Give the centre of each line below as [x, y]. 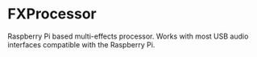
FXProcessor [52, 14]
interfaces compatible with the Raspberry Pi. [81, 44]
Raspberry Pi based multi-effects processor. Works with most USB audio [128, 36]
